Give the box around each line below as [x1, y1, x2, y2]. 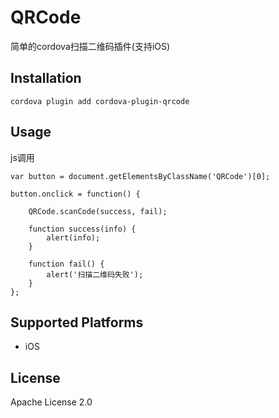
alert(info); [46, 232, 101, 243]
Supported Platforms [10, 314, 144, 331]
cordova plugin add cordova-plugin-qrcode [10, 96, 190, 106]
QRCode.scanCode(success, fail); [28, 206, 168, 216]
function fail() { [28, 259, 105, 269]
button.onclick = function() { [10, 189, 141, 199]
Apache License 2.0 [10, 396, 93, 408]
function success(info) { [28, 224, 137, 234]
